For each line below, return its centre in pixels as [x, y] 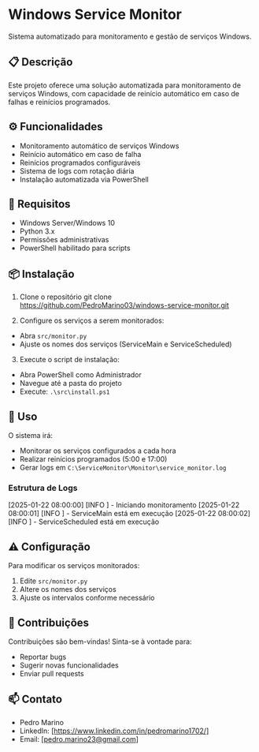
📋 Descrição [41, 62]
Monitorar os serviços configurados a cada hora [98, 451]
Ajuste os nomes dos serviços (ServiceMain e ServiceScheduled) [126, 344]
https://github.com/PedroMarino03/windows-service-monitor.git [124, 305]
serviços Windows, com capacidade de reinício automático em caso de [124, 93]
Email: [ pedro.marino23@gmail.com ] [79, 739]
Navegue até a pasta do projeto [70, 383]
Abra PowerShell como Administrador [80, 375]
